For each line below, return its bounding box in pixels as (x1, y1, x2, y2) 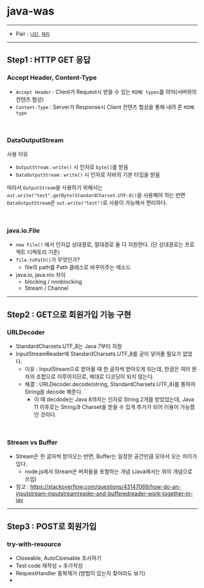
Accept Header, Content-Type (7, 73, 97, 82)
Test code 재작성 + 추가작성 (15, 562, 84, 569)
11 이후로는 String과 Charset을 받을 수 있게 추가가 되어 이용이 (33, 403, 179, 411)
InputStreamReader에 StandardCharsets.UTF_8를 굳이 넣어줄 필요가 (15, 350, 182, 357)
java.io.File (7, 226, 40, 234)
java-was (7, 4, 54, 18)
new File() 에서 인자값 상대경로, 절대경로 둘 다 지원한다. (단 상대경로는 (15, 241, 183, 248)
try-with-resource (7, 539, 61, 548)
